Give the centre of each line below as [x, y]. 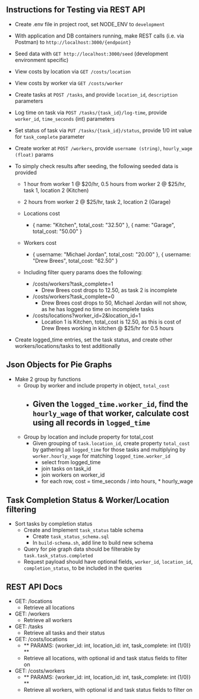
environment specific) [42, 60]
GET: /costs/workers [40, 671]
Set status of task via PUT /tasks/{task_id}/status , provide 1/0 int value [103, 130]
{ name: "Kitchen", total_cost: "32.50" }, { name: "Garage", [104, 225]
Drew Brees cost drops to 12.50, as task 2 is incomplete [109, 290]
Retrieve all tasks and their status [64, 633]
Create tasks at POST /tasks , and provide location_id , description [96, 94]
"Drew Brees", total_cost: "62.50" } [75, 260]
